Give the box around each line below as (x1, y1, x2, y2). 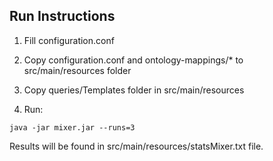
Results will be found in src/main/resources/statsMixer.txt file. (9, 140, 264, 152)
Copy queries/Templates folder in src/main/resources (23, 84, 245, 96)
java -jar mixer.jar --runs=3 (9, 122, 136, 133)
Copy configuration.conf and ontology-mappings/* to (23, 54, 244, 66)
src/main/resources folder (23, 64, 132, 76)
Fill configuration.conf (23, 34, 115, 46)
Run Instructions (9, 8, 116, 25)
